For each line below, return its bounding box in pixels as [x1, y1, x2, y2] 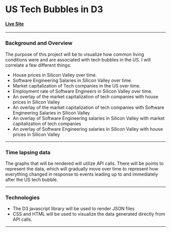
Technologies [5, 194, 40, 201]
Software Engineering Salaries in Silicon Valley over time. [12, 77, 132, 83]
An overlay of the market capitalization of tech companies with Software [12, 104, 164, 110]
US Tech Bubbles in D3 [5, 4, 103, 15]
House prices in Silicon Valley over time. [12, 72, 97, 78]
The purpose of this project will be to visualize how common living [5, 51, 144, 57]
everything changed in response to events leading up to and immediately [5, 171, 158, 177]
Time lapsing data [5, 149, 51, 156]
